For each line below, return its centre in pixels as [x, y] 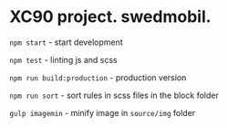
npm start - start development [66, 42]
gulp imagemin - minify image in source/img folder [103, 112]
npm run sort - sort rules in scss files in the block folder [114, 95]
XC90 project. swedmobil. [110, 17]
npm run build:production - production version [98, 77]
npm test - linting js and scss [63, 59]
